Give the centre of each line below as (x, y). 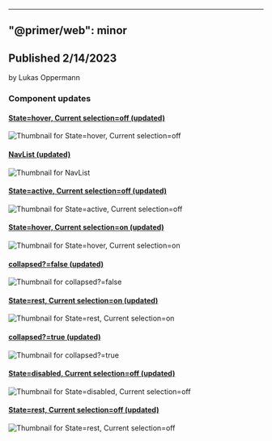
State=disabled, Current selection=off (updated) (92, 374)
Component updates (50, 99)
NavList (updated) (40, 154)
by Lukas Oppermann (45, 78)
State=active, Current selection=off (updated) (88, 191)
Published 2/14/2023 (63, 58)
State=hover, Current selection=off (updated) (87, 117)
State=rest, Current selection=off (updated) (84, 410)
